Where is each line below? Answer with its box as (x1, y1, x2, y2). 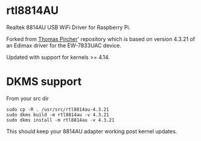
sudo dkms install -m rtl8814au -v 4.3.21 (6, 117, 115, 123)
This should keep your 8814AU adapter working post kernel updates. (6, 128, 177, 135)
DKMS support (6, 75, 82, 88)
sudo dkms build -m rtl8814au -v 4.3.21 (6, 111, 110, 118)
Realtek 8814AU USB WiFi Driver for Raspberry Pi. (6, 24, 131, 31)
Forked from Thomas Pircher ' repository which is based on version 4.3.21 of (6, 35, 195, 42)
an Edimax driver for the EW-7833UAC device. (6, 42, 122, 49)
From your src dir (6, 94, 49, 102)
